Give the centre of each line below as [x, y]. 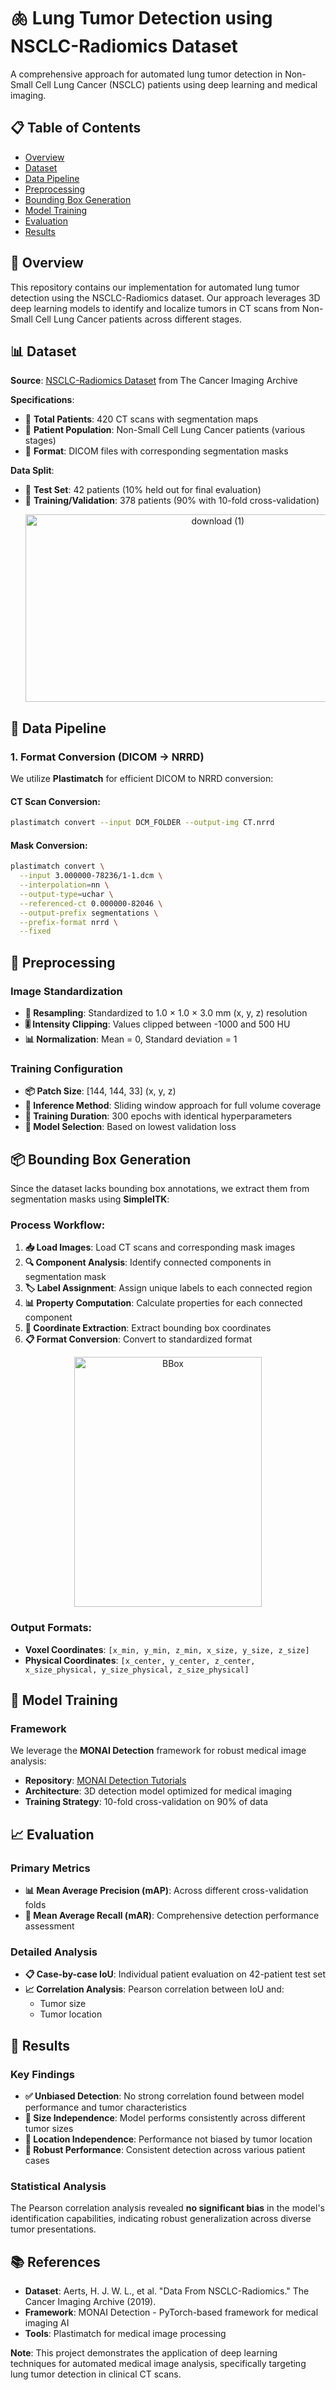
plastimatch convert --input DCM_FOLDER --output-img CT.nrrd [142, 823]
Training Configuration [66, 1068]
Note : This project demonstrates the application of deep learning [144, 2353]
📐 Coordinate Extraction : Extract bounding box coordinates [148, 1328]
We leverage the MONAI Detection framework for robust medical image [158, 1751]
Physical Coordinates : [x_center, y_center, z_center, [140, 1660]
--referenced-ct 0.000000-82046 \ [91, 903]
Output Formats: [51, 1628]
